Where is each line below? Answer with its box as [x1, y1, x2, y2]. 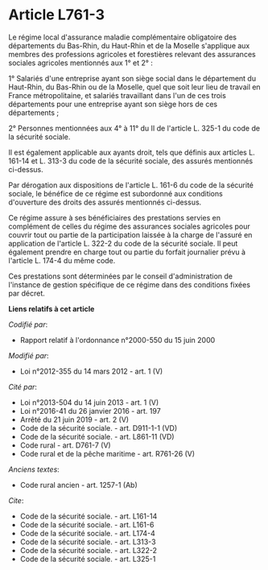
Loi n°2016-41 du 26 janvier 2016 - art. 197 [19, 406, 161, 415]
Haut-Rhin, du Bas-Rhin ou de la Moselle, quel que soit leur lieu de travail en [8, 82, 261, 92]
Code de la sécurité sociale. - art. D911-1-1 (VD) [19, 423, 178, 432]
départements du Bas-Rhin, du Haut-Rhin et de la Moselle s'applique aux [8, 40, 250, 50]
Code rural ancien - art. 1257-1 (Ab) [19, 480, 138, 489]
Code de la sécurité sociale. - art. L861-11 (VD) [19, 432, 175, 441]
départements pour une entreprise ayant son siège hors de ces [8, 99, 218, 109]
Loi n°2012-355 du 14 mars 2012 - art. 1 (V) [19, 366, 163, 376]
